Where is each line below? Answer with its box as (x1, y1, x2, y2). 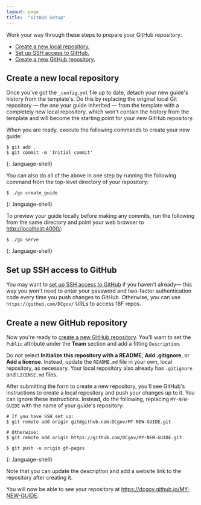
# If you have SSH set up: (6, 413, 74, 419)
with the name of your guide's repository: (21, 402, 124, 409)
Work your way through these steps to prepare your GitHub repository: (6, 31, 182, 38)
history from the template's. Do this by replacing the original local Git (6, 95, 177, 103)
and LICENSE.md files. (6, 370, 58, 378)
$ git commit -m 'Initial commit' (6, 150, 94, 156)
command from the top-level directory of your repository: (6, 179, 149, 186)
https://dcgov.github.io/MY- (121, 485, 190, 492)
